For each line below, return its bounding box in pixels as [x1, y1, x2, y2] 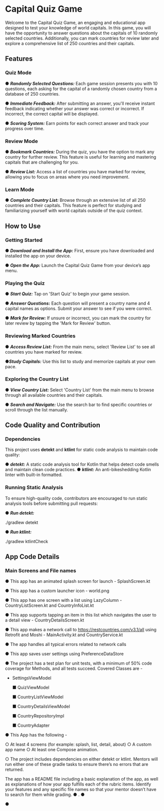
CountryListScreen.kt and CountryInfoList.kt [5, 602, 94, 608]
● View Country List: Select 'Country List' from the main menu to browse [5, 387, 154, 393]
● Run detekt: [5, 510, 34, 516]
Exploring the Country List [5, 376, 69, 382]
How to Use [5, 222, 41, 230]
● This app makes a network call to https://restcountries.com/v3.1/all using [5, 627, 157, 633]
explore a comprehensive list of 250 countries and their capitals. [5, 40, 135, 46]
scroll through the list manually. [5, 406, 69, 412]
